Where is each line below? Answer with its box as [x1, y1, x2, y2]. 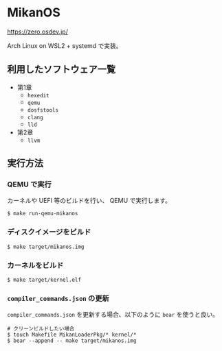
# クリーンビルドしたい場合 [7, 326, 75, 332]
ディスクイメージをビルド [7, 228, 91, 237]
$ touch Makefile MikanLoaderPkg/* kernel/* [7, 331, 137, 339]
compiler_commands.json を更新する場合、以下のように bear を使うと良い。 [7, 311, 219, 319]
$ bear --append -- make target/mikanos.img [7, 337, 137, 344]
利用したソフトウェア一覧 [7, 64, 115, 75]
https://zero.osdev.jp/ [7, 27, 69, 36]
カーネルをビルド [7, 261, 64, 270]
